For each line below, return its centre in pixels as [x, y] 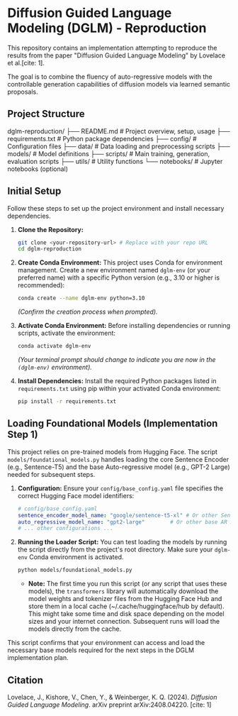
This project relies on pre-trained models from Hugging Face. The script [113, 451]
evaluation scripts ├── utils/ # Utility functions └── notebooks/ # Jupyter [115, 161]
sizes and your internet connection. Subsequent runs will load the [124, 622]
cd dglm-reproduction [49, 249]
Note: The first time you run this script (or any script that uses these [127, 584]
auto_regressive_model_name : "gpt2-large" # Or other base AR [123, 522]
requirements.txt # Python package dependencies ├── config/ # [102, 138]
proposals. [23, 92]
